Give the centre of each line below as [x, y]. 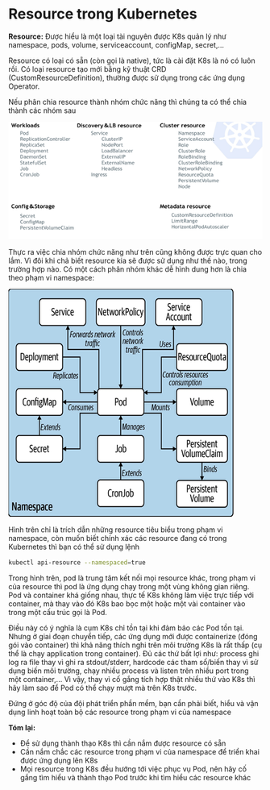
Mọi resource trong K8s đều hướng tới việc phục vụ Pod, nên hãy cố [133, 769]
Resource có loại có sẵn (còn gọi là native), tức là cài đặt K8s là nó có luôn [132, 60]
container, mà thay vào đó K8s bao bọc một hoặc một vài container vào [127, 604]
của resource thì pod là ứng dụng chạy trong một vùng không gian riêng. [129, 587]
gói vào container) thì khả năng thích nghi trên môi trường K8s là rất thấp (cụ [135, 645]
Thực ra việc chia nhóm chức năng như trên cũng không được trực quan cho [135, 252]
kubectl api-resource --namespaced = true [77, 563]
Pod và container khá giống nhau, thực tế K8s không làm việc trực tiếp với [131, 595]
